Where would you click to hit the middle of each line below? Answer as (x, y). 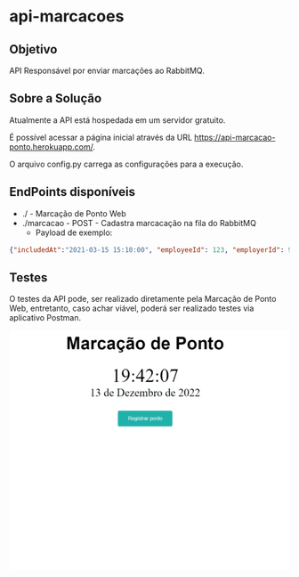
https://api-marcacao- (235, 137)
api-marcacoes (67, 16)
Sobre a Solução (56, 98)
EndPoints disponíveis (73, 192)
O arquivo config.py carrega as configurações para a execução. (126, 164)
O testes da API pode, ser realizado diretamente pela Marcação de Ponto (143, 299)
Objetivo (33, 49)
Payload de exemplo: (74, 232)
